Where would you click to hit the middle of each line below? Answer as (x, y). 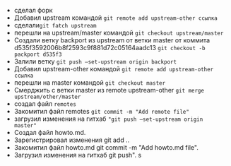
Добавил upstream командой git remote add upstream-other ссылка (115, 18)
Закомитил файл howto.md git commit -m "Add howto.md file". (106, 147)
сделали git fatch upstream (55, 25)
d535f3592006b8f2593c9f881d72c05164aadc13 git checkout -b (109, 48)
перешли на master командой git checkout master (90, 83)
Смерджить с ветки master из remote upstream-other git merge (109, 90)
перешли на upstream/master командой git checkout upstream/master (119, 32)
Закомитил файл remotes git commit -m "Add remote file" (101, 111)
